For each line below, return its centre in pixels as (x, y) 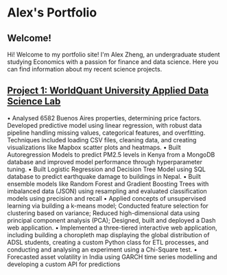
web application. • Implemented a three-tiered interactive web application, (112, 228)
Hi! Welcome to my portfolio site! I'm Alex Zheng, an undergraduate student (114, 54)
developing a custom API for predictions (64, 264)
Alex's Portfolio (52, 13)
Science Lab (34, 101)
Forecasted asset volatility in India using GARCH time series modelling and (112, 256)
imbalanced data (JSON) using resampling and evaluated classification (107, 191)
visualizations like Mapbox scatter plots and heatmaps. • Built (94, 147)
